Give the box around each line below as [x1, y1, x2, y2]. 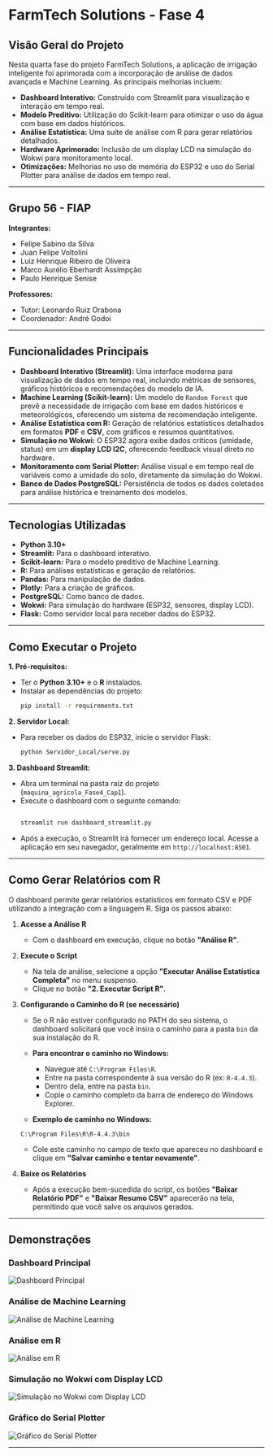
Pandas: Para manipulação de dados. [19, 575, 146, 585]
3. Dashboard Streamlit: [8, 763, 91, 772]
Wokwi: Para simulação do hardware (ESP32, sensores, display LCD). [19, 600, 254, 611]
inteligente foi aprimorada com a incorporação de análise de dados [8, 68, 233, 78]
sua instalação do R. [32, 1032, 101, 1042]
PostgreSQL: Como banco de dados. [19, 592, 145, 602]
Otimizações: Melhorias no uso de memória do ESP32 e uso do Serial [19, 162, 255, 172]
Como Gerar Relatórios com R [8, 873, 161, 887]
